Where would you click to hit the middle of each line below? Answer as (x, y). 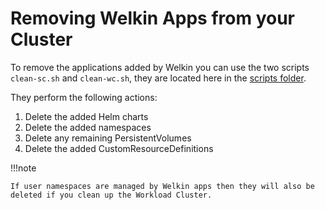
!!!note (23, 168)
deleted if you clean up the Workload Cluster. (111, 195)
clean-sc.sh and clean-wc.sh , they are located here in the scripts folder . (158, 78)
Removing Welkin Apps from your (152, 18)
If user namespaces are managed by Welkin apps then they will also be (162, 186)
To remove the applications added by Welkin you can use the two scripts (160, 67)
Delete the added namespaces (88, 127)
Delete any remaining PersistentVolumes (108, 138)
